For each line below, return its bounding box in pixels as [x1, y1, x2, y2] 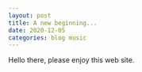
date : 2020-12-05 [8, 26, 66, 34]
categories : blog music [8, 33, 87, 42]
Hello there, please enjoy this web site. [8, 55, 135, 65]
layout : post [8, 11, 52, 20]
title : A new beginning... [8, 19, 98, 27]
